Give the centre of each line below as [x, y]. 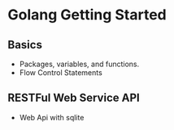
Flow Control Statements [61, 73]
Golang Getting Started [87, 15]
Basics [25, 45]
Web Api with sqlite [52, 117]
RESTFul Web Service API [74, 98]
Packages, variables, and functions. [79, 64]
